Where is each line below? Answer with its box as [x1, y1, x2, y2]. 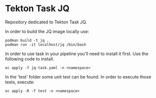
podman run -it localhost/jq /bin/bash [5, 42, 87, 47]
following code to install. [5, 56, 54, 61]
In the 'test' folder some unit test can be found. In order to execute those [5, 74, 152, 79]
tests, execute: [5, 79, 35, 85]
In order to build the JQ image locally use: [5, 28, 89, 34]
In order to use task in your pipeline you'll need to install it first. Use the [5, 51, 149, 57]
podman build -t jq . [5, 38, 49, 43]
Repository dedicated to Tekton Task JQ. [5, 19, 87, 25]
